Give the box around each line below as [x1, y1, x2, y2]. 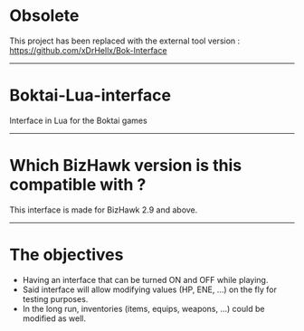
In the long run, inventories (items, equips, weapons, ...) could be [22, 303, 265, 314]
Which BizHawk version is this [9, 156, 242, 176]
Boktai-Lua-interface [9, 85, 172, 106]
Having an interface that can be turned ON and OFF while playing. [22, 274, 269, 285]
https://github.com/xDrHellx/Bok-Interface [9, 44, 167, 55]
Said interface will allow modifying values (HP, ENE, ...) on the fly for [22, 284, 278, 295]
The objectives [9, 245, 124, 265]
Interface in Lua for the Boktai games [9, 115, 147, 126]
